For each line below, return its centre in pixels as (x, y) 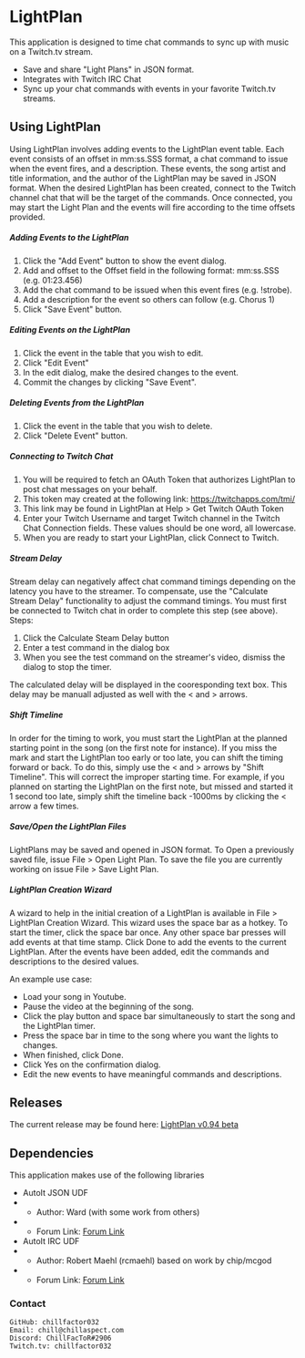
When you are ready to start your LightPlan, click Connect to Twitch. (151, 537)
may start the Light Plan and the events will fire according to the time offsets (152, 207)
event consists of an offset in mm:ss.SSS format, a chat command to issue (149, 159)
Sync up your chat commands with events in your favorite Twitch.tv (149, 88)
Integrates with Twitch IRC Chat (82, 78)
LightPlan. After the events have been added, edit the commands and (139, 952)
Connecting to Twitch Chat (61, 457)
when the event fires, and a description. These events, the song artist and (148, 168)
